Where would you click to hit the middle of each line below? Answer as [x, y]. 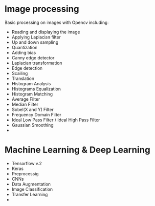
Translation [23, 78]
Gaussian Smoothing [33, 125]
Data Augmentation [31, 184]
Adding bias [24, 53]
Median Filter [25, 104]
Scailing [20, 73]
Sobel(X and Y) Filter [33, 109]
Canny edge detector [33, 57]
